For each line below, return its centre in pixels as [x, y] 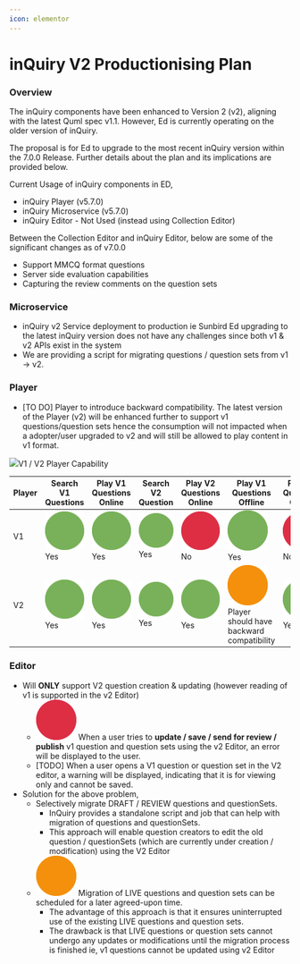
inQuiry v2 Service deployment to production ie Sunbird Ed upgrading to [155, 326]
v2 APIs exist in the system [72, 345]
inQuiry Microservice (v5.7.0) [75, 211]
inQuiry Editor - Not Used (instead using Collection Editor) [129, 221]
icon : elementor [39, 19]
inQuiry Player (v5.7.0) [63, 202]
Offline [251, 503]
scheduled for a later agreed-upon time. [109, 902]
